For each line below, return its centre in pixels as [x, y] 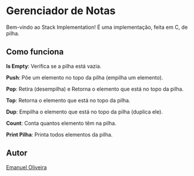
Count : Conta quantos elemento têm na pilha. [61, 123]
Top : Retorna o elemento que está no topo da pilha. [68, 100]
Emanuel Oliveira [26, 167]
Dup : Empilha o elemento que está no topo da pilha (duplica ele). [85, 112]
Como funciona [35, 52]
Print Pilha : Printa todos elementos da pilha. [59, 134]
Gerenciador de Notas [61, 11]
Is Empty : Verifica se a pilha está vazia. [54, 66]
